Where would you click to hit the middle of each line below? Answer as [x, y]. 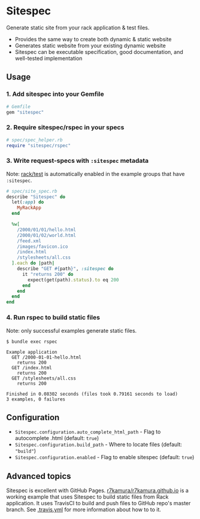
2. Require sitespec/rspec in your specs [65, 128]
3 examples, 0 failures [36, 399]
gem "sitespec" [25, 112]
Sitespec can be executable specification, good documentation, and [99, 51]
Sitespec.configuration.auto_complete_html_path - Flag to [88, 432]
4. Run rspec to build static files [53, 317]
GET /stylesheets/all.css [44, 378]
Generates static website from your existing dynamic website [90, 45]
